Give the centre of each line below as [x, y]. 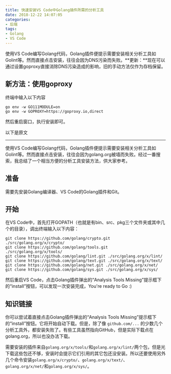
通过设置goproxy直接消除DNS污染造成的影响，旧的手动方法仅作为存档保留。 [85, 66]
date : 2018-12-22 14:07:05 [34, 15]
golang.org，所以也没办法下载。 [39, 336]
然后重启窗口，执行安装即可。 [36, 121]
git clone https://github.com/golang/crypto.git [58, 239]
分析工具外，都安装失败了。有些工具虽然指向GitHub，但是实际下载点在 [79, 330]
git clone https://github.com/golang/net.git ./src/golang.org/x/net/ [82, 265]
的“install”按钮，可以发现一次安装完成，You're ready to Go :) [69, 286]
